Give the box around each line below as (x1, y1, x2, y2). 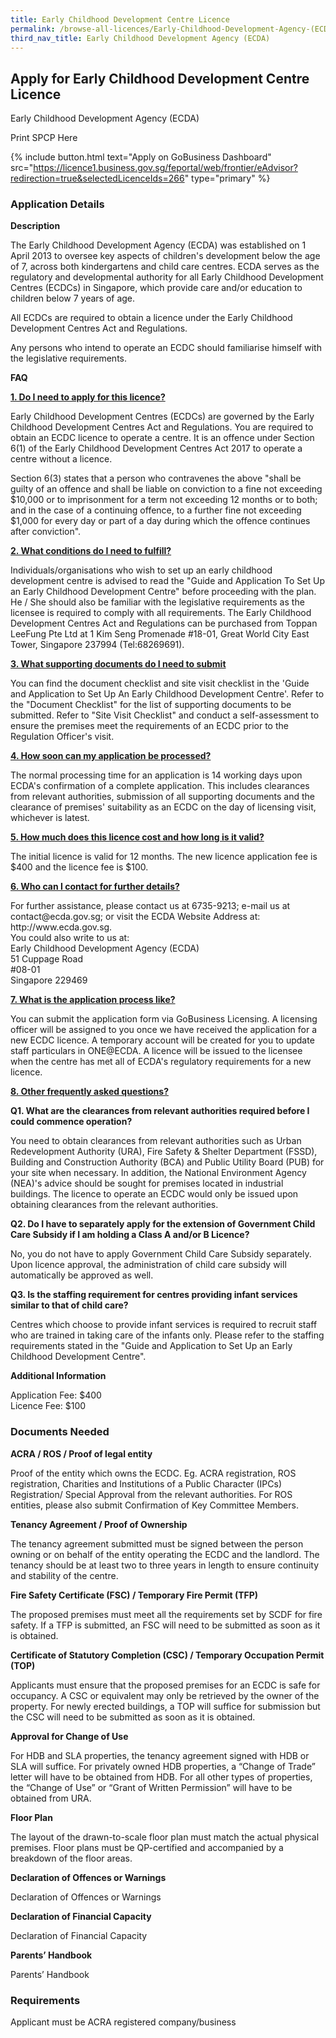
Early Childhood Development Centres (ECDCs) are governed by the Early (10, 411, 315, 423)
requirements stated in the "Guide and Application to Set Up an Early (10, 1340, 293, 1352)
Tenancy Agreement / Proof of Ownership (10, 1518, 188, 1530)
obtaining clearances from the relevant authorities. (10, 1199, 219, 1211)
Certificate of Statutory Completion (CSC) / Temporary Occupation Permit (10, 1649, 325, 1661)
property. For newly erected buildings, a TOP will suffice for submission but (10, 1700, 321, 1712)
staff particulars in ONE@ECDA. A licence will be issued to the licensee (10, 1045, 303, 1057)
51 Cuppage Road (10, 953, 84, 965)
